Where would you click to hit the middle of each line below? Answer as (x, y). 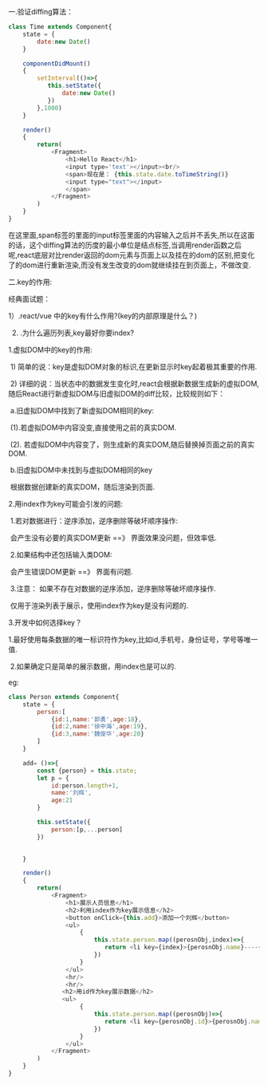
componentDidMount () (57, 63)
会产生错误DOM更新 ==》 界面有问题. (71, 571)
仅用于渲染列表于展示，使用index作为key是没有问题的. (99, 606)
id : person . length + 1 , (85, 785)
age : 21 (62, 800)
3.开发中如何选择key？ (45, 622)
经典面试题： (29, 298)
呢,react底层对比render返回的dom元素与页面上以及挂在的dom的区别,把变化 (132, 254)
